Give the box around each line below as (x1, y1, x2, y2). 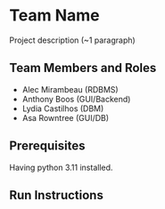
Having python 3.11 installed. (9, 162, 113, 173)
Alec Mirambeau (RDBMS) (21, 84, 119, 94)
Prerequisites (9, 139, 86, 154)
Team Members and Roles (9, 60, 157, 76)
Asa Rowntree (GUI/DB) (21, 112, 110, 123)
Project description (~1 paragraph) (9, 35, 136, 45)
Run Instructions (9, 188, 104, 203)
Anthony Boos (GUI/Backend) (21, 93, 131, 104)
